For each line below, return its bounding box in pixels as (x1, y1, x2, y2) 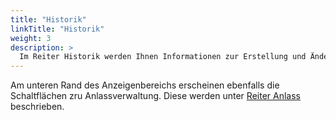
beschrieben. (10, 101, 65, 113)
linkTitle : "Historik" (10, 24, 105, 34)
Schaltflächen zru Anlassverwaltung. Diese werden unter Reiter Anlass (10, 90, 301, 102)
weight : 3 (10, 33, 52, 43)
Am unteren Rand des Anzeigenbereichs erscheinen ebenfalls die (10, 79, 280, 91)
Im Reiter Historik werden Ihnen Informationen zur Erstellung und (19, 52, 307, 62)
